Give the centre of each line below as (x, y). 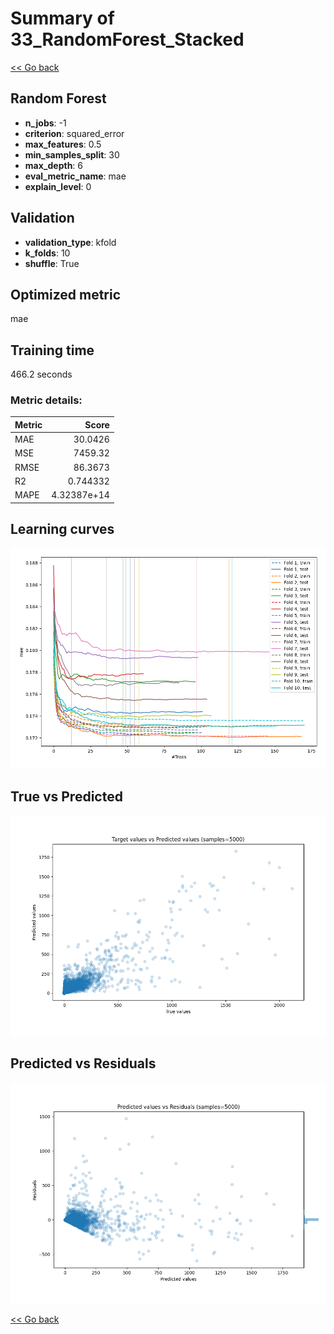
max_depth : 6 (54, 165)
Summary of (62, 18)
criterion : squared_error (74, 133)
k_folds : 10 (47, 253)
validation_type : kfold (70, 242)
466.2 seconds (41, 374)
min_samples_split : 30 (72, 154)
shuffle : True (52, 263)
